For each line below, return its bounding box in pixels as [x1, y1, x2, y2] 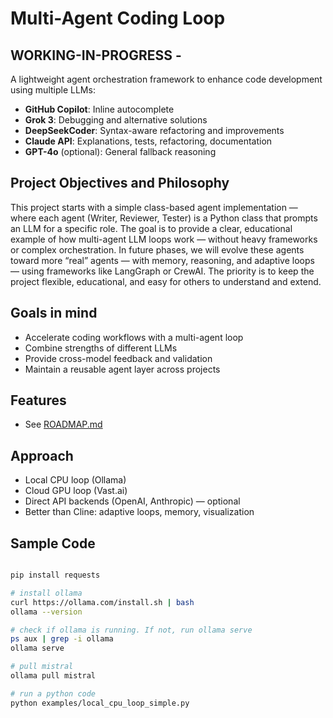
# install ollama [10, 588, 83, 598]
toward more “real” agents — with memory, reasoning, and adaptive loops [10, 254, 315, 266]
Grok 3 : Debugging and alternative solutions [24, 114, 208, 126]
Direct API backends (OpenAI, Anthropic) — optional [24, 495, 241, 507]
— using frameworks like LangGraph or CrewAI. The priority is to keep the [10, 265, 315, 277]
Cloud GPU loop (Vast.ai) [24, 485, 128, 497]
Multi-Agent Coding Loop [10, 7, 226, 30]
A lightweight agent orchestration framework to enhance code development [10, 73, 323, 85]
